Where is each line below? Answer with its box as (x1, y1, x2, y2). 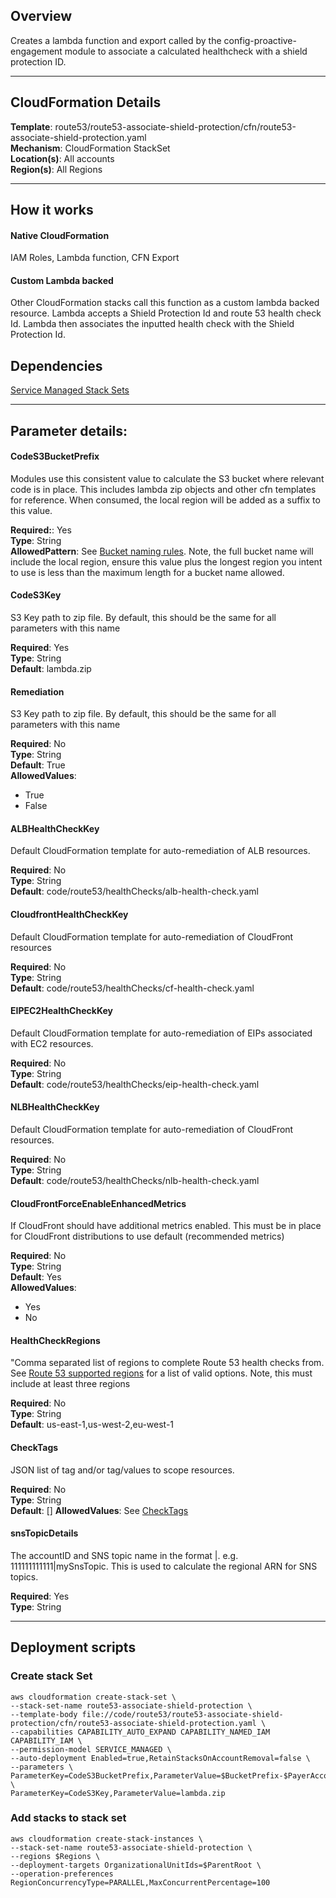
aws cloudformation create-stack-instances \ (10, 1834, 203, 1844)
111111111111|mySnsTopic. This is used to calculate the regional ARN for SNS (10, 1560, 318, 1572)
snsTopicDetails (10, 1527, 79, 1539)
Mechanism (10, 142, 61, 154)
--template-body (10, 1709, 78, 1719)
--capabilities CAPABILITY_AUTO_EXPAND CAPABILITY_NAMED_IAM (10, 1727, 271, 1737)
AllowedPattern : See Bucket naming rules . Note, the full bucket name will (10, 545, 314, 557)
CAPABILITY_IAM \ (10, 1735, 83, 1746)
